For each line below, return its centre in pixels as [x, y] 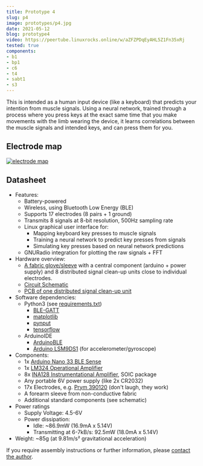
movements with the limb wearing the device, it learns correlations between [101, 121]
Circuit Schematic [46, 284]
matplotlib [46, 316]
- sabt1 [16, 79]
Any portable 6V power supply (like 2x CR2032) [84, 380]
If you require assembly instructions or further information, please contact [98, 450]
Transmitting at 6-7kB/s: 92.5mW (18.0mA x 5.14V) [95, 432]
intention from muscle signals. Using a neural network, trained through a [96, 108]
